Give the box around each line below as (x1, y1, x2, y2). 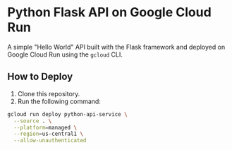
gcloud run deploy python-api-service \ (7, 110, 128, 117)
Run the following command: (17, 97, 101, 105)
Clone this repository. (17, 89, 80, 98)
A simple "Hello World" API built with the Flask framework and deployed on (7, 42, 226, 51)
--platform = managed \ (13, 124, 78, 131)
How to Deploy (7, 71, 73, 83)
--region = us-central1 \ (13, 130, 83, 138)
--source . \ (13, 117, 52, 125)
